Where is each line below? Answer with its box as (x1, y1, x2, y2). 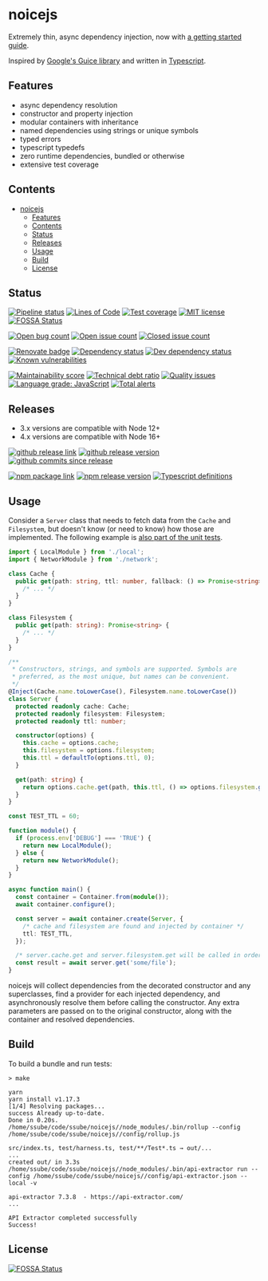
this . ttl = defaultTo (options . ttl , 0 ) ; (22, 754, 156, 762)
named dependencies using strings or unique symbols (19, 125, 199, 135)
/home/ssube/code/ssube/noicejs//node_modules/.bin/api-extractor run (8, 1165, 248, 1173)
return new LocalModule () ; (22, 842, 112, 849)
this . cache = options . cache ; (22, 739, 120, 747)
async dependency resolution (19, 100, 118, 109)
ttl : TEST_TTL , (22, 929, 73, 938)
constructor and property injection (19, 108, 133, 118)
